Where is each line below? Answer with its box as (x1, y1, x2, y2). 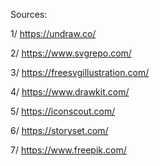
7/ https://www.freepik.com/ (10, 144, 127, 156)
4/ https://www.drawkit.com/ (10, 86, 130, 98)
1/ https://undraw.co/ (10, 28, 97, 39)
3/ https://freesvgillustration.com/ (10, 67, 150, 78)
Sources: (10, 9, 48, 20)
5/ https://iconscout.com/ (10, 105, 116, 117)
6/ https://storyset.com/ (10, 125, 109, 136)
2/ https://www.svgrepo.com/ (10, 47, 132, 59)
